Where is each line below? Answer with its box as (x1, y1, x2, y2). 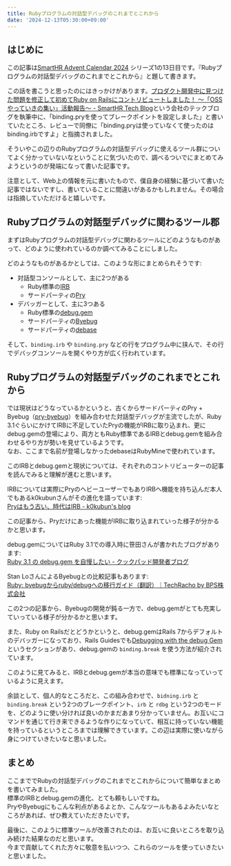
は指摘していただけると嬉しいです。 (7, 194, 109, 203)
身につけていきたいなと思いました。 (7, 734, 110, 743)
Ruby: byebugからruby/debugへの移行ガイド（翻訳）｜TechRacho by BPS (7, 581, 219, 589)
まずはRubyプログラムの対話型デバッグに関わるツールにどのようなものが (7, 236, 215, 244)
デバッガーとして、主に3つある (17, 300, 106, 308)
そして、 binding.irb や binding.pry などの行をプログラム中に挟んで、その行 (7, 340, 224, 349)
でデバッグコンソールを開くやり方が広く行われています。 (7, 349, 170, 357)
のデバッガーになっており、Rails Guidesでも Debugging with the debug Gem (7, 636, 223, 644)
